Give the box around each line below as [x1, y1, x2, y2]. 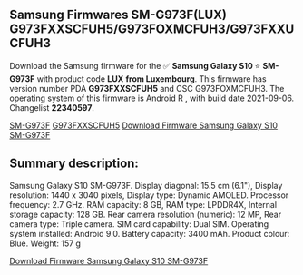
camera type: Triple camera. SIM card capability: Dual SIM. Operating [9, 218, 269, 230]
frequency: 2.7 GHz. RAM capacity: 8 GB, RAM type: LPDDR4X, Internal [9, 199, 278, 210]
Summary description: [9, 156, 139, 172]
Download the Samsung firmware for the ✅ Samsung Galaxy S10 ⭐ [9, 60, 261, 71]
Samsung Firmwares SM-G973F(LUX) [9, 7, 227, 23]
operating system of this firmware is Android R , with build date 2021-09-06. [9, 93, 295, 103]
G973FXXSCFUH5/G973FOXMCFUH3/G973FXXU [9, 22, 295, 37]
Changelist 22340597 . [9, 102, 95, 113]
